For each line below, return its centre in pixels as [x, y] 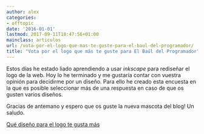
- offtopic [20, 23]
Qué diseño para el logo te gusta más [53, 124]
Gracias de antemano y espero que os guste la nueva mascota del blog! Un [100, 106]
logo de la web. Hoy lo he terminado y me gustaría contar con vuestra [93, 75]
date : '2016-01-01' [31, 29]
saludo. [15, 112]
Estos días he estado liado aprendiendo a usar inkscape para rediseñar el [98, 69]
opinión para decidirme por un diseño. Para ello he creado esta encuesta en [101, 81]
